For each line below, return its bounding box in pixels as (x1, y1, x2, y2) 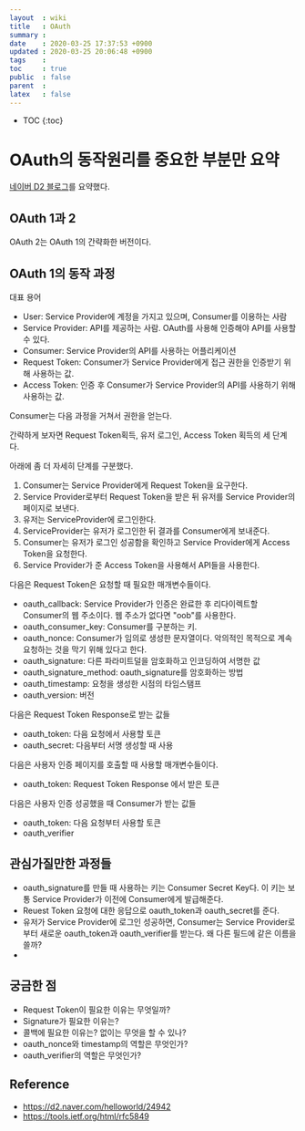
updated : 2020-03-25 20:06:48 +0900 (9, 47, 153, 57)
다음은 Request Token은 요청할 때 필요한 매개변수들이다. (9, 579, 211, 590)
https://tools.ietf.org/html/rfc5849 (22, 1110, 150, 1122)
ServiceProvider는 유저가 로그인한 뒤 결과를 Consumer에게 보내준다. (22, 525, 270, 536)
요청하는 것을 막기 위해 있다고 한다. (22, 644, 147, 655)
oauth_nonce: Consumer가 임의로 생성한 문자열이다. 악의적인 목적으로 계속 (22, 633, 293, 644)
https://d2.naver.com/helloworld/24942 (22, 1101, 171, 1112)
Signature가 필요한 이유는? (22, 1015, 120, 1026)
